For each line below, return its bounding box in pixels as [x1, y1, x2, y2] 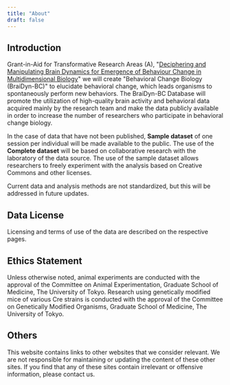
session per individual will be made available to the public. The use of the [7, 139, 214, 148]
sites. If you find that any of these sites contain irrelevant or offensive [7, 362, 203, 371]
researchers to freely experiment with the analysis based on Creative [7, 161, 203, 169]
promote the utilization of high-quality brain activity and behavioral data [7, 97, 210, 105]
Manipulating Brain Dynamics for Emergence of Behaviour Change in [7, 67, 202, 76]
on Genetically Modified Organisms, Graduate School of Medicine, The [7, 302, 207, 311]
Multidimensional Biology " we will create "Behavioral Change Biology [7, 75, 203, 83]
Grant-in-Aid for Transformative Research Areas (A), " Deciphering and [7, 60, 207, 69]
